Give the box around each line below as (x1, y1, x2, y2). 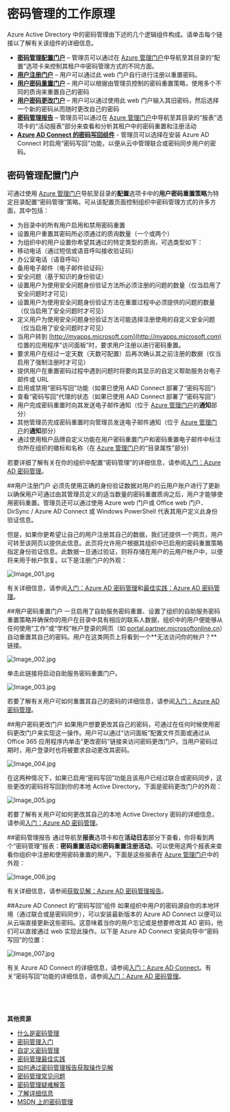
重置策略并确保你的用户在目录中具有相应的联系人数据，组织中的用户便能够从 (7, 615, 223, 624)
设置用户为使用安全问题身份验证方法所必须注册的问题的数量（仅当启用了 (16, 280, 221, 289)
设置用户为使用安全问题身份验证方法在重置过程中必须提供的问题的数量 (16, 298, 216, 306)
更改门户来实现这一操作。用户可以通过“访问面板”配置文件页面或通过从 (12, 728, 211, 737)
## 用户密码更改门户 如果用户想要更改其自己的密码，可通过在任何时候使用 (7, 720, 214, 728)
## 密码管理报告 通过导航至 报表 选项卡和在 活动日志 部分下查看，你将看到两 (7, 833, 214, 841)
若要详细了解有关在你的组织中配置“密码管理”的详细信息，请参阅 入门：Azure (7, 458, 221, 466)
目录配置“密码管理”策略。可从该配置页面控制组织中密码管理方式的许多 (12, 197, 211, 206)
